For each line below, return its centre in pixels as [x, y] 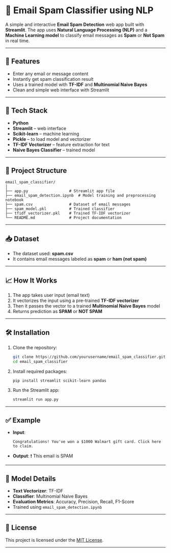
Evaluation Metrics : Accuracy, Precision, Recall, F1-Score [73, 501]
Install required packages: [40, 371]
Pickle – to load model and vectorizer [52, 139]
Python [21, 123]
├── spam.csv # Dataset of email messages [68, 205]
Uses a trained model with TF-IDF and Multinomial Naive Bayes [80, 84]
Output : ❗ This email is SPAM [43, 456]
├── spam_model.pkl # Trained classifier [60, 209]
